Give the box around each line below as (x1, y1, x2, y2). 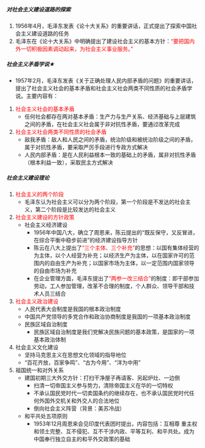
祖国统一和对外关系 (15, 366, 64, 373)
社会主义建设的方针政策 (15, 213, 75, 220)
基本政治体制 (33, 335, 66, 343)
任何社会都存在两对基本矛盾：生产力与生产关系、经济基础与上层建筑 (24, 113, 196, 120)
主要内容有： (26, 92, 59, 99)
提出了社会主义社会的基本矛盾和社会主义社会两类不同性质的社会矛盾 (15, 84, 187, 92)
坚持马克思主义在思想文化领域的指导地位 (24, 351, 127, 358)
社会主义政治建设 (15, 297, 59, 305)
